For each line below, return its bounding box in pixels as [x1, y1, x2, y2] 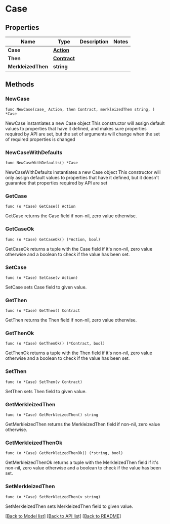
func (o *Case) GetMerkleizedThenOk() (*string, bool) [5, 451, 123, 456]
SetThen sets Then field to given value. [5, 388, 87, 394]
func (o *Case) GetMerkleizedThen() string [5, 412, 99, 417]
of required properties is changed [5, 136, 75, 142]
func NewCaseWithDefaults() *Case [5, 160, 78, 165]
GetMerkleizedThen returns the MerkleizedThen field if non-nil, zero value [5, 421, 160, 427]
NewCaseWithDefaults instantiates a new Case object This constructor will [5, 169, 161, 175]
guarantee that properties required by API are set [5, 180, 108, 186]
